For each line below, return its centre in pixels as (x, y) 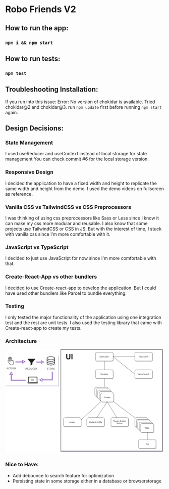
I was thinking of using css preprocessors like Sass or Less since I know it (82, 218)
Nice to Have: (22, 465)
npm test (16, 73)
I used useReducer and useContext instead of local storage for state (76, 154)
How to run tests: (33, 58)
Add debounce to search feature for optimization (63, 475)
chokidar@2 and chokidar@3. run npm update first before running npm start (84, 107)
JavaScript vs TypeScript (37, 247)
